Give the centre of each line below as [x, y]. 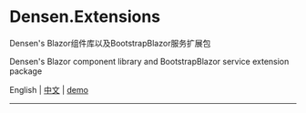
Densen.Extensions [85, 17]
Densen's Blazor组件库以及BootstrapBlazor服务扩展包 [110, 43]
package [26, 71]
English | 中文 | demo [49, 89]
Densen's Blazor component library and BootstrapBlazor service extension [149, 61]
